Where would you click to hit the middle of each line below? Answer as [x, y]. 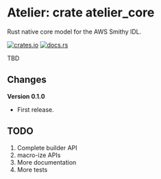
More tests [32, 169]
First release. [35, 109]
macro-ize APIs [39, 155]
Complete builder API [47, 147]
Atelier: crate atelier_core [81, 13]
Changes [27, 80]
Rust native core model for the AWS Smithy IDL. [74, 32]
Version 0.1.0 [26, 96]
